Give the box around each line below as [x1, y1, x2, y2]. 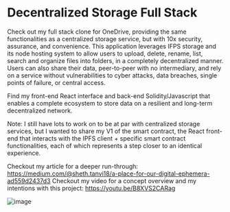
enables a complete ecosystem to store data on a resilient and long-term [7, 99, 213, 107]
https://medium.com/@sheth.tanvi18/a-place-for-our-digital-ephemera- [7, 169, 210, 178]
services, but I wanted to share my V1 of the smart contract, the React [7, 127, 205, 135]
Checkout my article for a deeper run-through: [7, 162, 139, 170]
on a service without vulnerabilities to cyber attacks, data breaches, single [7, 71, 218, 80]
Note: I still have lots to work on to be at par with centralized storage [7, 119, 200, 128]
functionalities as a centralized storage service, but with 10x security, [7, 34, 203, 43]
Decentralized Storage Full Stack [7, 5, 198, 21]
